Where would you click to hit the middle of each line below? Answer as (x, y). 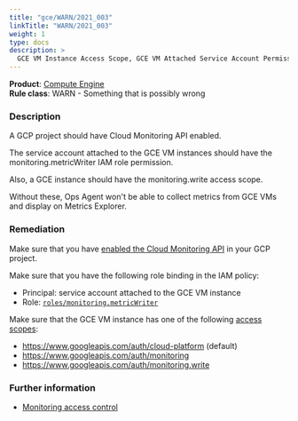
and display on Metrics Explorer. (68, 206)
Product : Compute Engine (57, 84)
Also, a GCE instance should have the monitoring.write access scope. (136, 179)
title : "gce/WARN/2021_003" (61, 17)
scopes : (24, 329)
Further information (52, 387)
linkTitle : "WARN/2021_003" (61, 26)
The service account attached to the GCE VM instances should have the (141, 153)
